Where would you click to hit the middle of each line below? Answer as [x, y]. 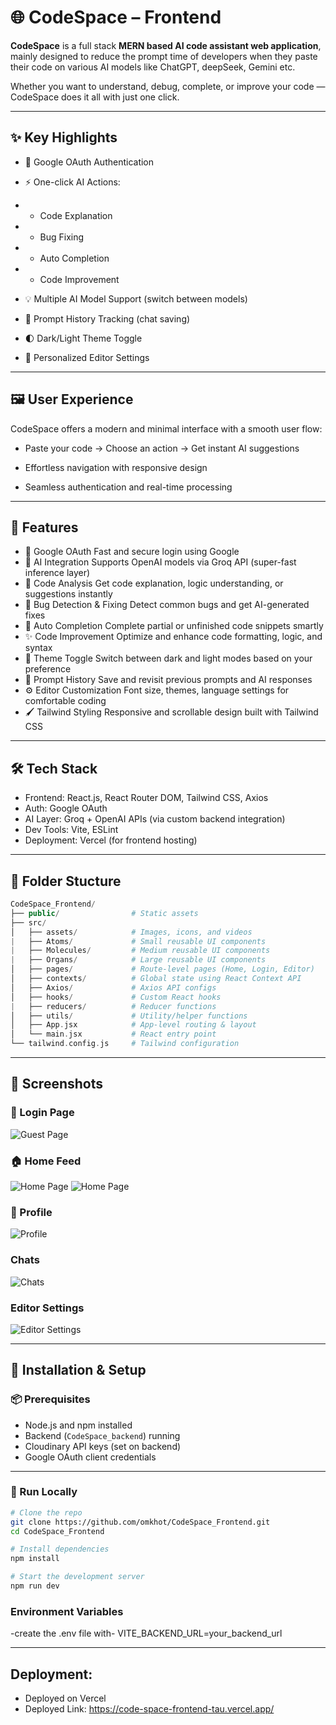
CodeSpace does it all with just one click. [95, 97]
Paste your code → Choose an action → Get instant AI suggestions [162, 448]
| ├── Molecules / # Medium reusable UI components [140, 951]
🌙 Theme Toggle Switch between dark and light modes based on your [168, 658]
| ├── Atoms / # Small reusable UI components [138, 941]
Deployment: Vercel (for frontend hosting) [111, 840]
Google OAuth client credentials [90, 1457]
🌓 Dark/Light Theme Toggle [83, 338]
